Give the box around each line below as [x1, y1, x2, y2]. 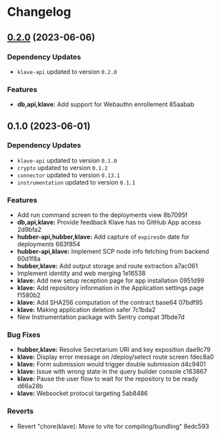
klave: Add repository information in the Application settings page [16, 284, 204, 292]
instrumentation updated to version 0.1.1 [16, 178, 136, 186]
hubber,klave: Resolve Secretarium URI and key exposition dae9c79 [16, 346, 211, 354]
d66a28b [16, 382, 43, 390]
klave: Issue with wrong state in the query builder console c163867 [16, 368, 207, 376]
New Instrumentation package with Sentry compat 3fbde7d [16, 313, 185, 321]
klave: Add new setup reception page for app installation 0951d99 [16, 276, 205, 285]
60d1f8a [16, 255, 41, 263]
